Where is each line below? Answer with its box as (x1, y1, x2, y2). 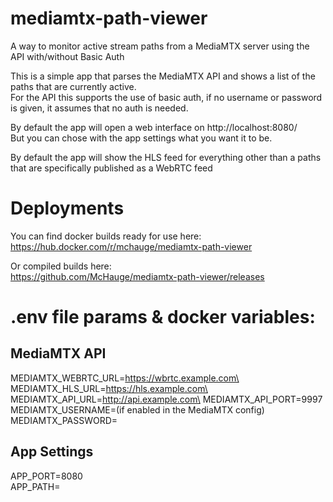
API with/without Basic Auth (10, 50, 125, 62)
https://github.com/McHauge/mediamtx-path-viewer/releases (10, 270, 265, 282)
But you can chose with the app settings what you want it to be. (10, 132, 273, 144)
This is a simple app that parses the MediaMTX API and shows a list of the (10, 70, 316, 82)
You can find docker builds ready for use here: (10, 230, 202, 242)
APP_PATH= (10, 480, 61, 492)
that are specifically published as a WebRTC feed (10, 162, 213, 174)
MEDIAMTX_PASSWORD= (10, 414, 118, 426)
